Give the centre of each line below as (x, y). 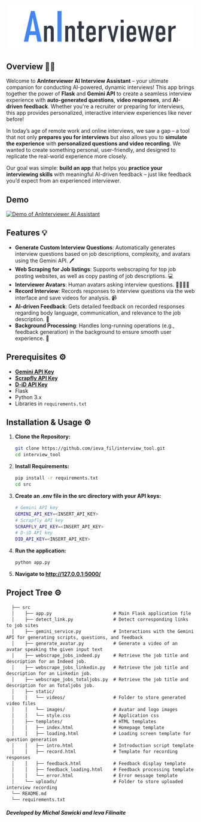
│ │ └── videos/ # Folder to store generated (99, 697)
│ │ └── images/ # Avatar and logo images (95, 709)
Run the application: (41, 551)
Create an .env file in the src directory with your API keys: (88, 496)
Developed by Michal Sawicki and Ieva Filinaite (66, 813)
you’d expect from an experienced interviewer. (64, 181)
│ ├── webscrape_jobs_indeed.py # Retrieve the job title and (100, 655)
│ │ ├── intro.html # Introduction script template (103, 745)
